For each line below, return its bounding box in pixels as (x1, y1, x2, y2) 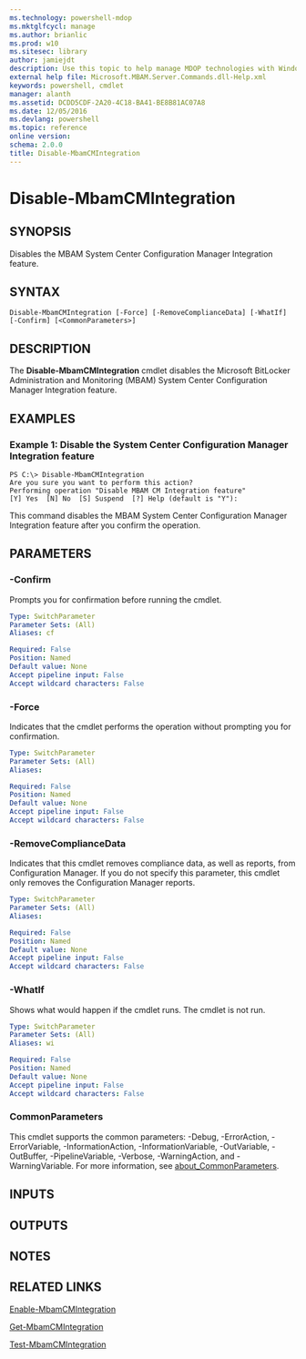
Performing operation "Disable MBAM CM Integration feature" (9, 486, 247, 495)
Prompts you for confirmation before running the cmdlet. (9, 593, 222, 605)
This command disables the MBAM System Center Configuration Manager (9, 510, 288, 521)
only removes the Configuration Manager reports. (9, 877, 196, 888)
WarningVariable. (9, 1160, 75, 1171)
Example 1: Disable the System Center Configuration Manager (9, 438, 289, 451)
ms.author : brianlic (9, 30, 88, 39)
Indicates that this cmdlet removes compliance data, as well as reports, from (9, 857, 296, 869)
